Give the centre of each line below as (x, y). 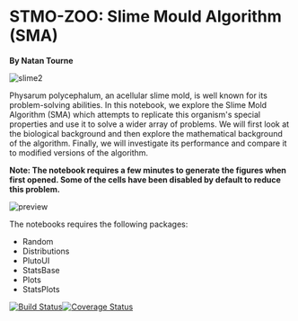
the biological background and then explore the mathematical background (146, 133)
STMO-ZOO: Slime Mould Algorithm (146, 17)
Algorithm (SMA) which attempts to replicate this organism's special (135, 114)
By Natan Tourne (41, 60)
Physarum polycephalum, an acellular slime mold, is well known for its (138, 95)
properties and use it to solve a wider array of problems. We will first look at (149, 124)
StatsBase (41, 270)
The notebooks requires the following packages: (99, 224)
